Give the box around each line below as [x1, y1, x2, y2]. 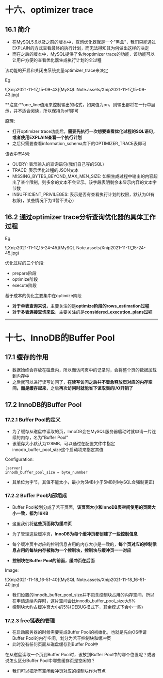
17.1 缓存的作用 [5, 353, 49, 361]
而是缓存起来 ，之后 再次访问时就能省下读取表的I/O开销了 [20, 385, 133, 391]
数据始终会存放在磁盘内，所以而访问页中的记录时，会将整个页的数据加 [12, 367, 153, 372]
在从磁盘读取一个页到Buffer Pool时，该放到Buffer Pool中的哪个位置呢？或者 [5, 652, 156, 658]
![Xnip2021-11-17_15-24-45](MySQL [5, 244, 75, 250]
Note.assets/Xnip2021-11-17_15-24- [76, 244, 146, 250]
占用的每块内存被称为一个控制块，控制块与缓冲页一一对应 [16, 547, 131, 553]
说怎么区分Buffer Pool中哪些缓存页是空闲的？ [5, 658, 96, 663]
